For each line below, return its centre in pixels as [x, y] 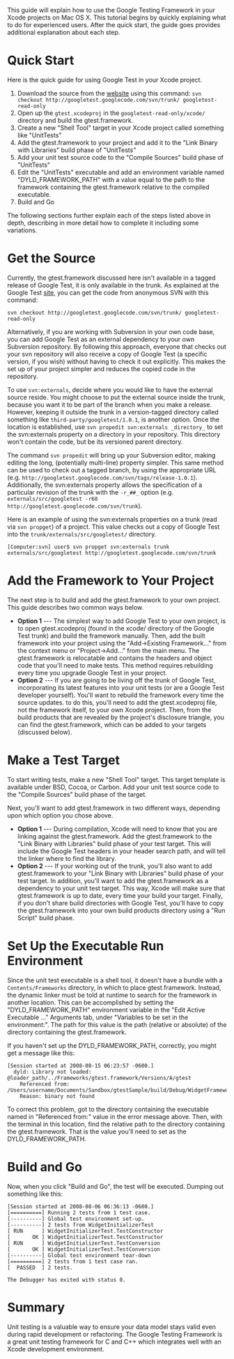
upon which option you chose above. [60, 815]
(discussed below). [45, 732]
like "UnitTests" [39, 135]
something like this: [35, 1194]
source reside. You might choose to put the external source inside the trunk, [116, 397]
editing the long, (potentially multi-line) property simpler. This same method [116, 463]
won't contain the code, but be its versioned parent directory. [95, 442]
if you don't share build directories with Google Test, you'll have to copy [120, 903]
